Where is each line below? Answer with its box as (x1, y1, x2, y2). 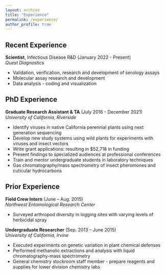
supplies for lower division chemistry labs (12, 264, 101, 270)
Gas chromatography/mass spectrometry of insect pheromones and (12, 162, 156, 168)
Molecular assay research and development (12, 75, 105, 81)
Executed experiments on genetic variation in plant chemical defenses (12, 242, 161, 248)
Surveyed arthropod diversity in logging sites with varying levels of (12, 211, 154, 217)
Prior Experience (5, 182, 60, 191)
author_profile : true (5, 21, 52, 27)
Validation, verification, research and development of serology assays (12, 70, 160, 76)
